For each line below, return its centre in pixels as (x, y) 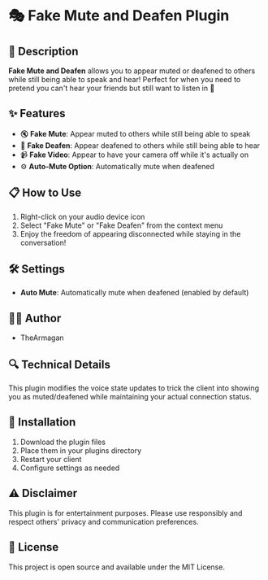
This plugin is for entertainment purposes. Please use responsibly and (125, 512)
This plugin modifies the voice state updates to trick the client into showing (134, 388)
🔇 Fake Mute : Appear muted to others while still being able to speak (135, 133)
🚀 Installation (42, 423)
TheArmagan (42, 338)
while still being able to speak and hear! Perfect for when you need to (125, 79)
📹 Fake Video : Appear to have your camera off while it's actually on (134, 155)
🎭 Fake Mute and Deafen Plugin (119, 16)
